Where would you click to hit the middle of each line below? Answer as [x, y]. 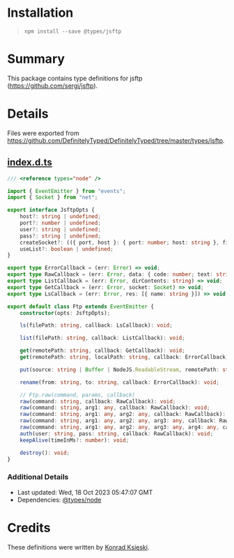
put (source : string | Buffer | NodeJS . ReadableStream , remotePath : [119, 370]
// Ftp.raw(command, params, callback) [78, 395]
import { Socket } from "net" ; [53, 197]
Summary [36, 59]
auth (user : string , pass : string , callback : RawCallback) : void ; [117, 433]
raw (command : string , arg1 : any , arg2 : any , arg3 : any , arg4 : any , [120, 427]
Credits [29, 528]
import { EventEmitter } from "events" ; [67, 191]
